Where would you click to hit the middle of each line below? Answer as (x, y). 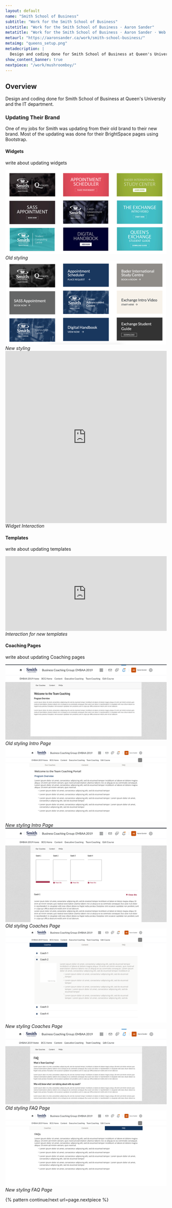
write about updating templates (38, 549)
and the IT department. (30, 104)
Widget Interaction (25, 526)
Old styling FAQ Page (28, 1108)
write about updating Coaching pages (45, 657)
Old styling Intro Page (28, 743)
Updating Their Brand (33, 118)
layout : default (23, 11)
